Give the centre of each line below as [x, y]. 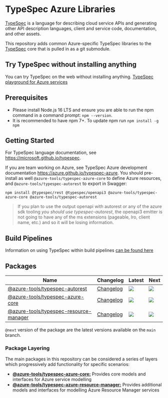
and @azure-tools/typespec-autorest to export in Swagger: [66, 183]
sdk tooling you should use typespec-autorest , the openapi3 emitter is [90, 212]
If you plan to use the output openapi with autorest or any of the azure [89, 207]
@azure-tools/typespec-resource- [50, 311]
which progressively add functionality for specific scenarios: [67, 364]
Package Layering [27, 348]
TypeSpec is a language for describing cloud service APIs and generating [81, 23]
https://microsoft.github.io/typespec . [43, 158]
